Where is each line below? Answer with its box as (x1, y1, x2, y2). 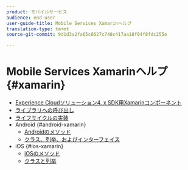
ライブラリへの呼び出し (15, 107, 74, 114)
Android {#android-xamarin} (15, 121, 86, 128)
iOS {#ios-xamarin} (15, 143, 64, 150)
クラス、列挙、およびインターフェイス (24, 136, 120, 143)
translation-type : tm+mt (6, 25, 69, 32)
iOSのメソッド (24, 150, 60, 157)
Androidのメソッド (24, 128, 71, 135)
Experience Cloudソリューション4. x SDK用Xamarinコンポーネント (15, 99, 182, 106)
